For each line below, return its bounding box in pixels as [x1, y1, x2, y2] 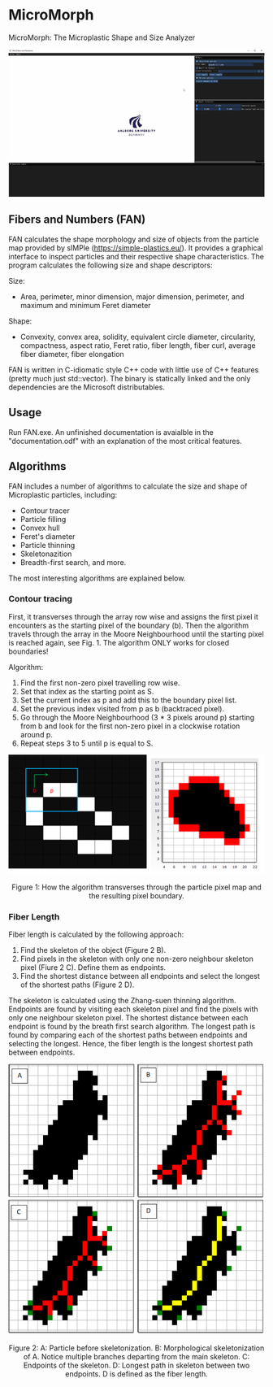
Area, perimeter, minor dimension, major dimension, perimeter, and [19, 291, 245, 302]
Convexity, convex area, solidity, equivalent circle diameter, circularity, [19, 332, 256, 341]
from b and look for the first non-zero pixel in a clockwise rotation [19, 721, 240, 731]
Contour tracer [19, 506, 71, 515]
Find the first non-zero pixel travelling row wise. [19, 677, 180, 688]
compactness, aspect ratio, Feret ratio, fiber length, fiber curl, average [19, 340, 256, 350]
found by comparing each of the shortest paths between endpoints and [8, 1030, 248, 1040]
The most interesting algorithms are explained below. [8, 573, 186, 583]
